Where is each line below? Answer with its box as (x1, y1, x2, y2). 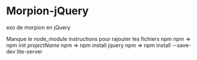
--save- (172, 42, 192, 49)
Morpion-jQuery (6, 4, 89, 18)
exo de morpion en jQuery (6, 24, 71, 31)
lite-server (17, 48, 43, 55)
